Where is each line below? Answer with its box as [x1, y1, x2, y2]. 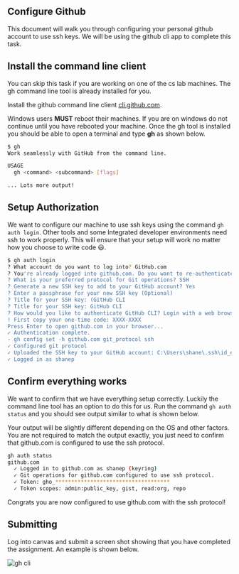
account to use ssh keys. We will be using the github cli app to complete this [7, 32, 231, 40]
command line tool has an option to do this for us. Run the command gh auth [7, 401, 232, 411]
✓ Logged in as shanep [7, 355, 75, 363]
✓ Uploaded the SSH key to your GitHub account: [7, 350, 154, 357]
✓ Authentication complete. [7, 330, 91, 337]
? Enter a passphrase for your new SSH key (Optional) [7, 290, 174, 297]
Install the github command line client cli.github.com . [7, 100, 162, 109]
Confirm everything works [7, 376, 127, 388]
